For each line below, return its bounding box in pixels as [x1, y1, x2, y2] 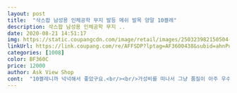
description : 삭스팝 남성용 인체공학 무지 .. [7, 23, 126, 30]
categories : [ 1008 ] [7, 50, 65, 57]
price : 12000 [7, 62, 46, 69]
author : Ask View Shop [7, 69, 74, 76]
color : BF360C [7, 56, 49, 63]
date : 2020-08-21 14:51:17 [7, 29, 87, 37]
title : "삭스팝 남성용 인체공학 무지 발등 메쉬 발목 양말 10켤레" [7, 17, 177, 24]
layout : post [7, 10, 46, 17]
